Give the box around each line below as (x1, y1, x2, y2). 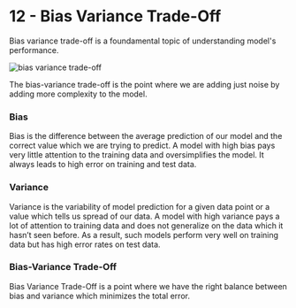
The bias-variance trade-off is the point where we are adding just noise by (9, 79, 280, 89)
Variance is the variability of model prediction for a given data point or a (9, 201, 270, 212)
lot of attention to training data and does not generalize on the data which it (9, 219, 284, 231)
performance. (9, 44, 59, 55)
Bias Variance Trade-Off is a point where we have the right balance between (9, 281, 287, 291)
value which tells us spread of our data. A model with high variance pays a (9, 211, 280, 221)
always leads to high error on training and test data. (9, 159, 197, 170)
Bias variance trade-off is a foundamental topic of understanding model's (9, 35, 277, 46)
